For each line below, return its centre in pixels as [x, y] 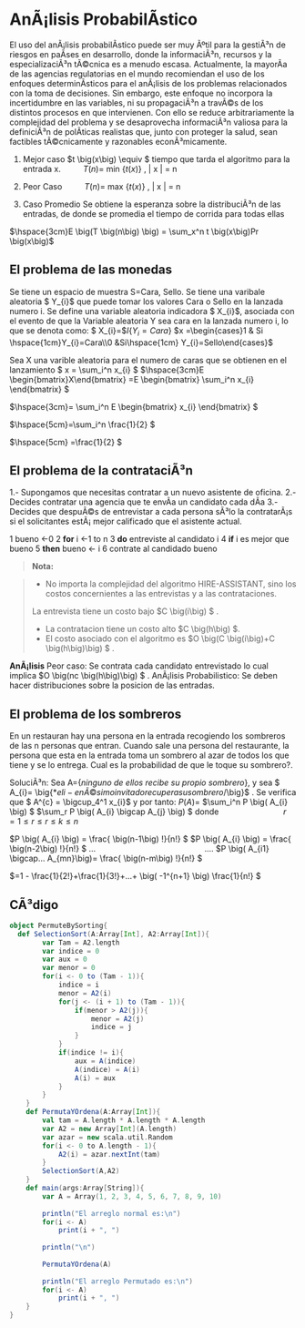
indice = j [111, 1027]
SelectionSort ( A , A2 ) [81, 1171]
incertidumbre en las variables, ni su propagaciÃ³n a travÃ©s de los [137, 102]
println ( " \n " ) [69, 1248]
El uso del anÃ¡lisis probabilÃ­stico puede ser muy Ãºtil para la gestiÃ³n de [148, 45]
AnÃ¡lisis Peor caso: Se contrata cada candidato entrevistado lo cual [139, 666]
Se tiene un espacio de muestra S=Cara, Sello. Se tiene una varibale [137, 291]
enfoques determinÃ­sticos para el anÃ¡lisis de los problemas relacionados [148, 83]
